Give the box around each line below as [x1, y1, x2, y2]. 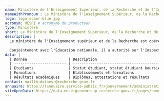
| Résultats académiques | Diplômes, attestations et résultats [9, 75, 150, 80]
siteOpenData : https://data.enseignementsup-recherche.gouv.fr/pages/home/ [5, 88, 163, 93]
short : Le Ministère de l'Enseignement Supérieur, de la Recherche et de [5, 30, 159, 34]
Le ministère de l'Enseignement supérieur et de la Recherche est [9, 39, 147, 44]
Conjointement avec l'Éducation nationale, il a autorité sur [9, 48, 139, 52]
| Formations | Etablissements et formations [9, 70, 134, 75]
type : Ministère [5, 25, 38, 30]
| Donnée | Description [9, 57, 97, 62]
